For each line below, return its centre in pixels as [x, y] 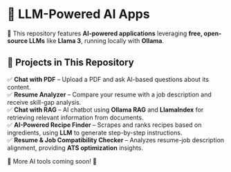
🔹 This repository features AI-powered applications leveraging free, [105, 33]
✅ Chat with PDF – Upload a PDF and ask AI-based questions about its [108, 79]
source [18, 40]
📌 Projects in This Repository [71, 63]
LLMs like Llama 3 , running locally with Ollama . [96, 40]
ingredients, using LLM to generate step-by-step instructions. [95, 132]
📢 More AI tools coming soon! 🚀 [52, 161]
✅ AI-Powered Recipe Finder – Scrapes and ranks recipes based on [104, 125]
